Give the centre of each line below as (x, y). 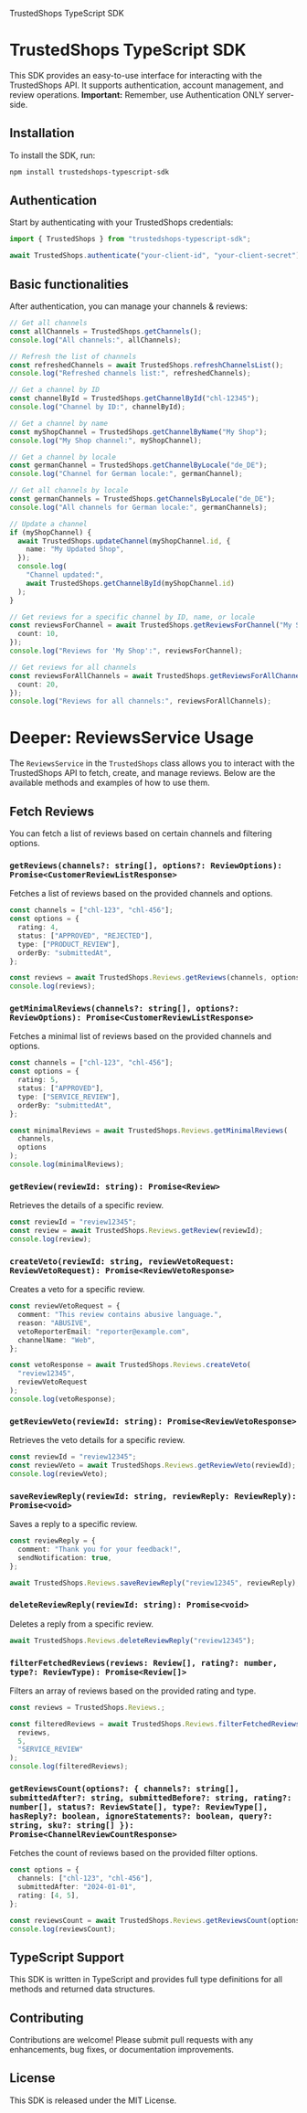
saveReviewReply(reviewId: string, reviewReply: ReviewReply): (153, 1496)
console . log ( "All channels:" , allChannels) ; (95, 340)
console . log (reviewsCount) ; (63, 1929)
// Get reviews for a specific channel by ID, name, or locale (132, 617)
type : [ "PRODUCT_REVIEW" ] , (69, 944)
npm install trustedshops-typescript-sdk (90, 172)
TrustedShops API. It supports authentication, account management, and (147, 85)
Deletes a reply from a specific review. (81, 1624)
